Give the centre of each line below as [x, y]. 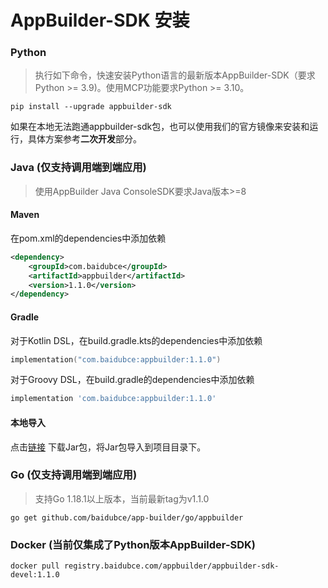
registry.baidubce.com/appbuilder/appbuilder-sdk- [171, 566]
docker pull [35, 566]
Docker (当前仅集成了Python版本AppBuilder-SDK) [133, 544]
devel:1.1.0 [35, 575]
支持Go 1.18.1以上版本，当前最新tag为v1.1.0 [122, 498]
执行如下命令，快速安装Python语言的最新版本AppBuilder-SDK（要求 [175, 75]
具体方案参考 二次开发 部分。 [84, 139]
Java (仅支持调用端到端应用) [78, 168]
